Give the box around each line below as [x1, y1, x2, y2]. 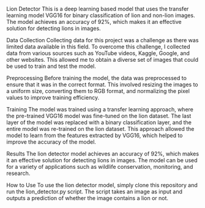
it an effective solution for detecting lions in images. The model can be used [6, 157, 198, 164]
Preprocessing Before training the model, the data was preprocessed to [6, 75, 187, 81]
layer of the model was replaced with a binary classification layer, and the [6, 119, 192, 126]
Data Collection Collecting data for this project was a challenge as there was [6, 37, 199, 43]
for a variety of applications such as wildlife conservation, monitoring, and [6, 163, 193, 170]
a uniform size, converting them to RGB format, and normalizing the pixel [6, 87, 190, 94]
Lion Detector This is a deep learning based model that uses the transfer [6, 6, 189, 12]
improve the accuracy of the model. [6, 138, 97, 146]
